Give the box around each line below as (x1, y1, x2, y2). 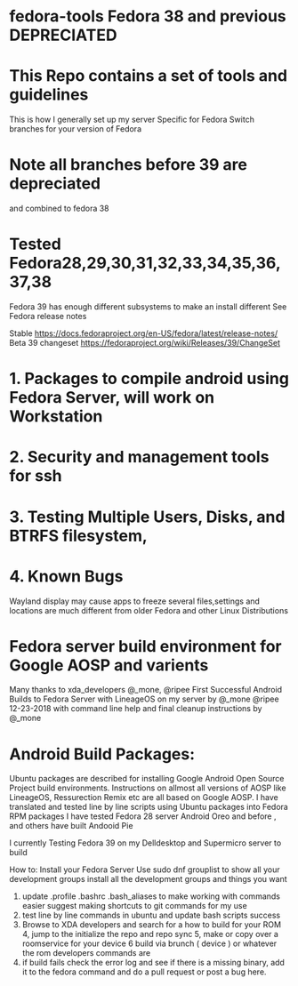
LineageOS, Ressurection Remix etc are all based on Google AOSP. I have (9, 792, 278, 803)
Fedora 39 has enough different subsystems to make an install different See (9, 301, 287, 312)
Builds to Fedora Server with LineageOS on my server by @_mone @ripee (9, 693, 279, 704)
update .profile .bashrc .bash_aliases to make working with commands (21, 891, 280, 902)
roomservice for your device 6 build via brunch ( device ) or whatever (21, 938, 278, 949)
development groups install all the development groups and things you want (9, 874, 287, 885)
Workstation (9, 406, 103, 427)
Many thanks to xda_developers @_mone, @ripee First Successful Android (9, 685, 283, 695)
